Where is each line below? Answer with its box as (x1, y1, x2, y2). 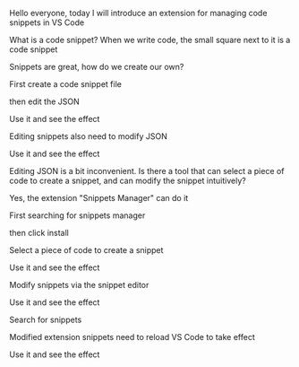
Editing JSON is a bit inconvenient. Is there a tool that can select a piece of (9, 166, 285, 176)
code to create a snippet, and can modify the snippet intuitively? (9, 175, 246, 186)
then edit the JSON (9, 96, 81, 107)
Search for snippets (9, 314, 82, 325)
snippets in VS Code (9, 17, 85, 28)
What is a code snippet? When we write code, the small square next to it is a (9, 35, 291, 45)
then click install (9, 228, 69, 238)
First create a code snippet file (9, 79, 123, 89)
